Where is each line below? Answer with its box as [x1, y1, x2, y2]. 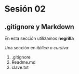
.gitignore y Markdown [4, 23, 74, 31]
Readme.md [11, 59, 36, 65]
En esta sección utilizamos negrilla [4, 35, 74, 41]
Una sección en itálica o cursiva [4, 45, 68, 50]
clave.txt [11, 64, 29, 70]
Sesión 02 [4, 3, 46, 15]
